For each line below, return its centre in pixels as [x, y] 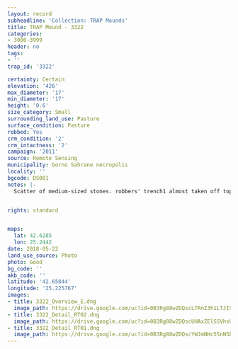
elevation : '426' [33, 86]
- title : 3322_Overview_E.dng [52, 302]
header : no [23, 47]
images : [19, 295]
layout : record [30, 14]
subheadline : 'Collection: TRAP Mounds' [68, 21]
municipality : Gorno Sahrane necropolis [68, 165]
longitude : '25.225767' [42, 288]
